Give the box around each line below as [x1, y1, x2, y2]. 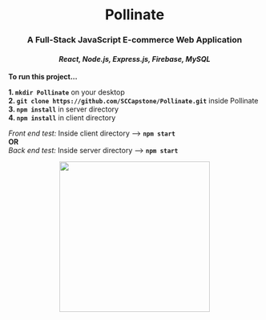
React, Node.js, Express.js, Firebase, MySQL [58, 54, 211, 63]
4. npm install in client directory [8, 113, 116, 123]
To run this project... [8, 72, 78, 82]
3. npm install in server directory [8, 104, 119, 114]
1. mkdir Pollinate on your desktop [8, 87, 126, 97]
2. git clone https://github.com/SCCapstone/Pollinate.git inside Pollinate [8, 96, 259, 106]
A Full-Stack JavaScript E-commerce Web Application [26, 34, 243, 46]
